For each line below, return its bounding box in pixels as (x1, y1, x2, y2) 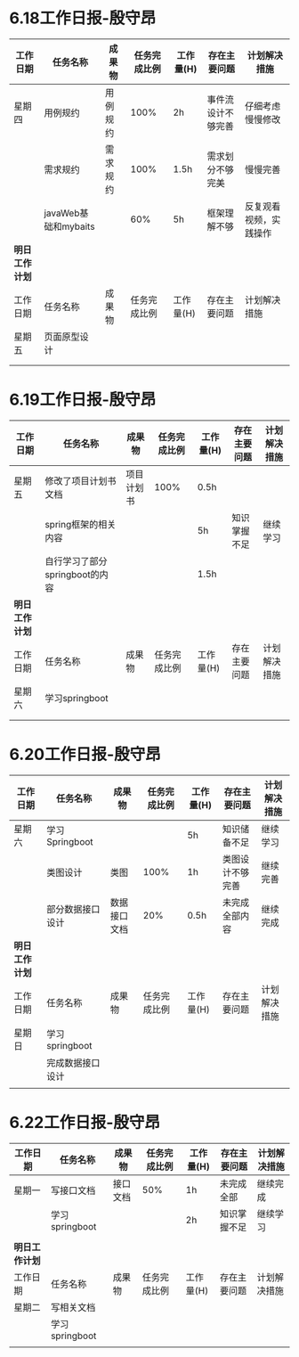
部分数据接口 (45, 903, 101, 915)
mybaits (61, 220, 95, 233)
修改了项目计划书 (44, 474, 117, 486)
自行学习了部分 (44, 554, 108, 567)
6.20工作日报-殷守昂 (9, 745, 162, 764)
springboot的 (44, 568, 100, 580)
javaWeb (44, 207, 80, 219)
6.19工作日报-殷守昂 (9, 389, 157, 410)
